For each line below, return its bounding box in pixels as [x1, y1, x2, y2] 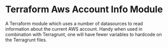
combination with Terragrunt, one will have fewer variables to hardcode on [5, 31, 162, 37]
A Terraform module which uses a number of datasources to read [5, 20, 143, 27]
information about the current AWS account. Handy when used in [5, 26, 143, 32]
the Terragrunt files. [5, 37, 47, 43]
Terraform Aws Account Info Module [5, 4, 163, 15]
